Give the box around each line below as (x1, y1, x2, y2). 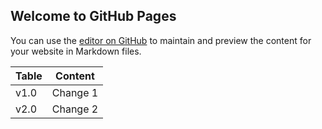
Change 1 (51, 85, 99, 99)
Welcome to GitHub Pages (10, 8, 177, 25)
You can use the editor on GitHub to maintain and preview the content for (10, 34, 312, 46)
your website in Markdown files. (10, 45, 142, 57)
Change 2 (51, 102, 99, 116)
